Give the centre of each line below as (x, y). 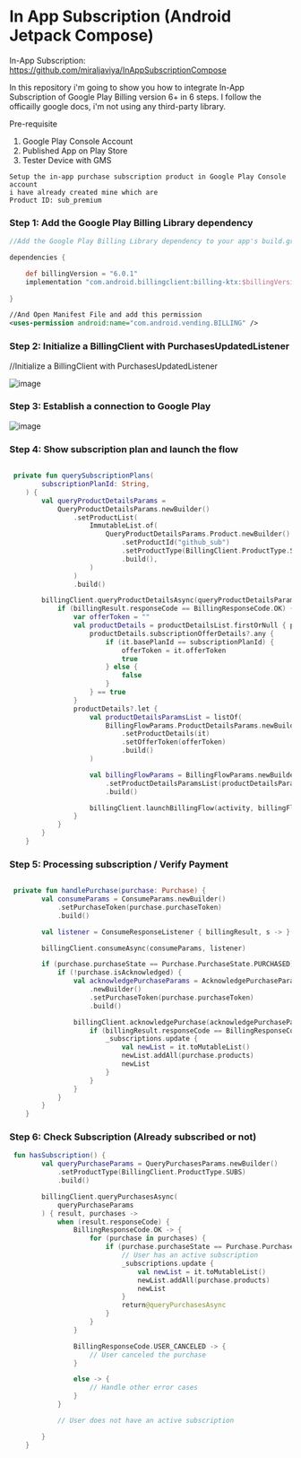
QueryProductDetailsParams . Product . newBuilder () (198, 534)
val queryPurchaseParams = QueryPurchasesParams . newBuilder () (160, 1164)
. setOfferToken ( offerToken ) (174, 742)
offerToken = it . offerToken (174, 650)
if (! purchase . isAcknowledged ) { (119, 973)
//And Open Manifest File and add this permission (106, 315)
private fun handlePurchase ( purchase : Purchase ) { (109, 891)
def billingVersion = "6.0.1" (82, 274)
